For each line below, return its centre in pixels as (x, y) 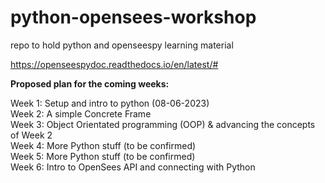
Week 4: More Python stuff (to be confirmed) (103, 145)
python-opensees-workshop (133, 17)
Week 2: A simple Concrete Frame (81, 113)
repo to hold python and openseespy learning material (122, 45)
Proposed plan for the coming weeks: (90, 83)
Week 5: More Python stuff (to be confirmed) (103, 156)
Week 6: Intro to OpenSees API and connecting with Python (133, 167)
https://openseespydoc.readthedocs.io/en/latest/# (114, 64)
